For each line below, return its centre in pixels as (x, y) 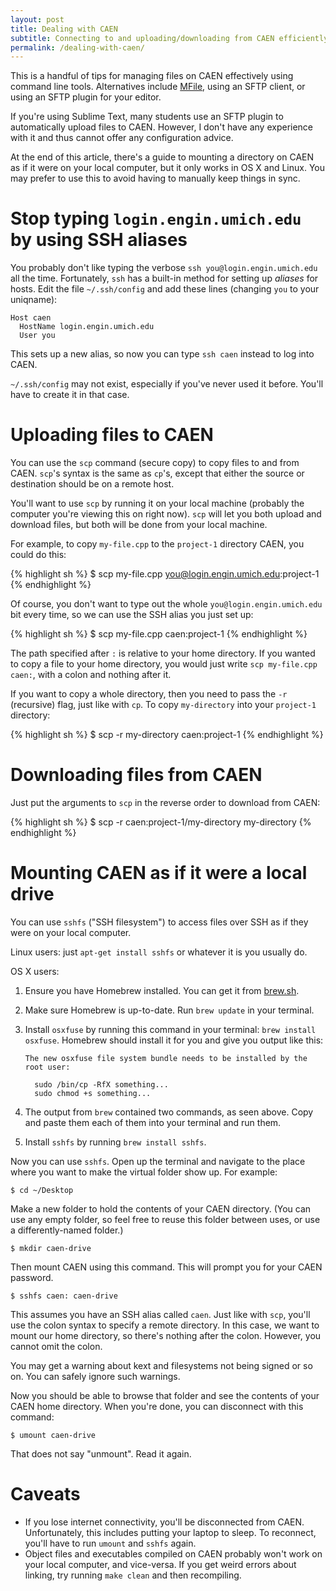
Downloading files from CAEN (136, 775)
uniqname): (34, 300)
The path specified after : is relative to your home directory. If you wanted (163, 653)
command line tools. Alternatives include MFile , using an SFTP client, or (158, 87)
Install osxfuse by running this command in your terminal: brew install (170, 1029)
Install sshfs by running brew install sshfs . (115, 1142)
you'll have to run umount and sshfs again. (110, 1543)
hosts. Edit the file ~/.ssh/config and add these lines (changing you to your (165, 289)
